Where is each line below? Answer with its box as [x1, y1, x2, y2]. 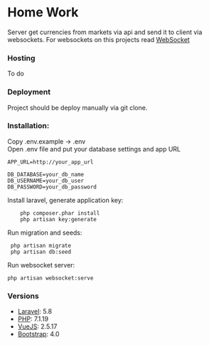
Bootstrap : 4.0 [17, 330, 60, 339]
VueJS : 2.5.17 [17, 322, 58, 331]
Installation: [7, 121, 50, 131]
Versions [7, 291, 39, 301]
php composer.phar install [20, 209, 100, 217]
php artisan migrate [10, 242, 72, 249]
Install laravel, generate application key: [7, 196, 124, 204]
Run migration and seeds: [7, 228, 82, 237]
